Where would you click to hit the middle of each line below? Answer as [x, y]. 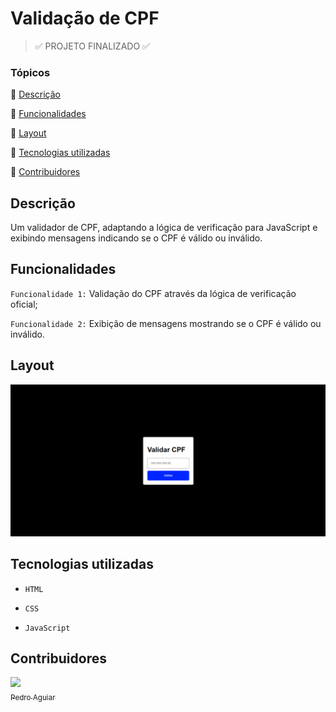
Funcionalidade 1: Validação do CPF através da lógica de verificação [153, 293]
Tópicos [30, 72]
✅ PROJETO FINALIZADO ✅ [92, 46]
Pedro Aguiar [33, 698]
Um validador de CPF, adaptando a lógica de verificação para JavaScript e [164, 228]
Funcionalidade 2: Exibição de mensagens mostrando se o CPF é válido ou [166, 323]
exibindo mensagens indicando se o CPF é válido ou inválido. [136, 238]
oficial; [24, 304]
